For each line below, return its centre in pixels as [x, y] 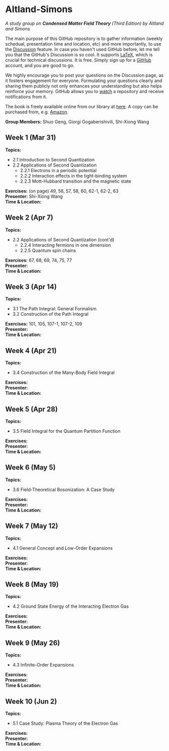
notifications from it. [26, 97]
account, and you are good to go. [40, 65]
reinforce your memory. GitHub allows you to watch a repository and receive [84, 91]
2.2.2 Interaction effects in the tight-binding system [73, 176]
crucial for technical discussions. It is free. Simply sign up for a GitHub [78, 60]
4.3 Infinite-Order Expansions [43, 665]
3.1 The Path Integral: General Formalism [54, 309]
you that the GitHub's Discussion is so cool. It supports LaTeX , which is [79, 55]
